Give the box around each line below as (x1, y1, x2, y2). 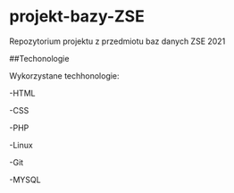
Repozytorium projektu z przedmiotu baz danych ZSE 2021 (9, 36, 226, 46)
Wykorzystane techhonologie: (9, 70, 120, 81)
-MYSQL (9, 174, 42, 185)
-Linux (9, 139, 33, 150)
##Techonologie (9, 53, 70, 63)
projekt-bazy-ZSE (9, 6, 145, 27)
